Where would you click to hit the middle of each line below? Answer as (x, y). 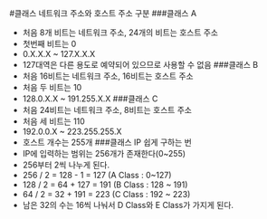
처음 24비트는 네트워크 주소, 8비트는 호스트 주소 (107, 110)
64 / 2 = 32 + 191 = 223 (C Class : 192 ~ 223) (106, 194)
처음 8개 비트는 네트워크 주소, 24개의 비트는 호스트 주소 (120, 33)
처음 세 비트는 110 (54, 121)
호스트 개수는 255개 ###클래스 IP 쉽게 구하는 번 (107, 142)
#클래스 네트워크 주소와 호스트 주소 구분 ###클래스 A (103, 13)
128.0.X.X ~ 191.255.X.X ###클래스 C (90, 99)
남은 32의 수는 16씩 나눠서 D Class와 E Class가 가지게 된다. (128, 205)
